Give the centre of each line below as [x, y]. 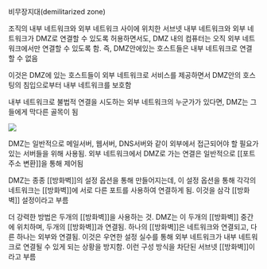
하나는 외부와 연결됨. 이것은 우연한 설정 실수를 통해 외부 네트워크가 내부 [126, 237]
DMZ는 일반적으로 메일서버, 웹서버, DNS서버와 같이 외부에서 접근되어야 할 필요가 [133, 144]
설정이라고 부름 [45, 200]
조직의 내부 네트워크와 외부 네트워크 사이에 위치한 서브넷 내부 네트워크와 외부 [127, 29]
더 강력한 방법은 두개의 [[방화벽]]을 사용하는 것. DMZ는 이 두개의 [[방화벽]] [124, 217]
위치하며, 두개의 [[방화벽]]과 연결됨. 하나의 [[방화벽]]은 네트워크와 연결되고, [132, 227]
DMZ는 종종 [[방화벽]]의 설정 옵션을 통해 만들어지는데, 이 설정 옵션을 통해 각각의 [132, 180]
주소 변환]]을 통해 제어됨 [46, 163]
